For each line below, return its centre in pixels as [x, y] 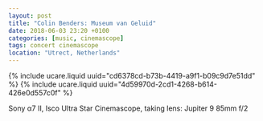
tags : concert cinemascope [53, 46]
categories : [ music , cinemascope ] [66, 38]
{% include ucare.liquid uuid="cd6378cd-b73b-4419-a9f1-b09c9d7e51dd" [132, 76]
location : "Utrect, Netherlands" [64, 53]
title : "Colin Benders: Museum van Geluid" [82, 23]
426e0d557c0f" [35, 93]
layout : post [30, 16]
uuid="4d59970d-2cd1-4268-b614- [158, 84]
